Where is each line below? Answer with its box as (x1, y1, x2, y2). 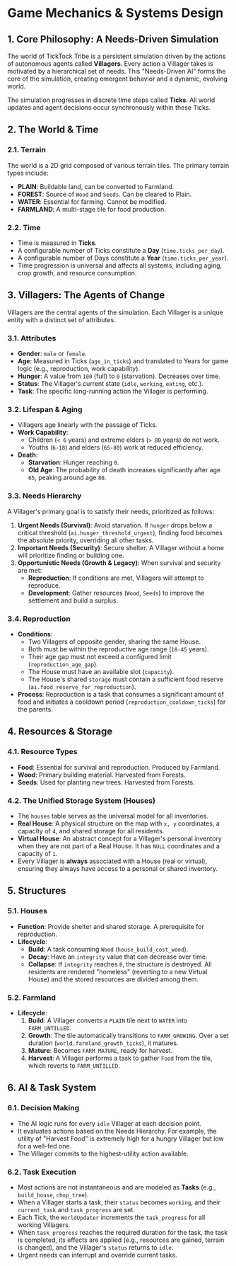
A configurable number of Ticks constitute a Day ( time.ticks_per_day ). (17, 246, 225, 254)
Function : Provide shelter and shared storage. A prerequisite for (17, 922, 205, 930)
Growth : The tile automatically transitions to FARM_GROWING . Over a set (28, 1031, 230, 1039)
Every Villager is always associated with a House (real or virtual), (17, 857, 208, 865)
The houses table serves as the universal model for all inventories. (17, 811, 208, 820)
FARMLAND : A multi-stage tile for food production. (17, 205, 166, 213)
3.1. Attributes (7, 333, 57, 343)
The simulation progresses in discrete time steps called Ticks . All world (7, 96, 216, 104)
